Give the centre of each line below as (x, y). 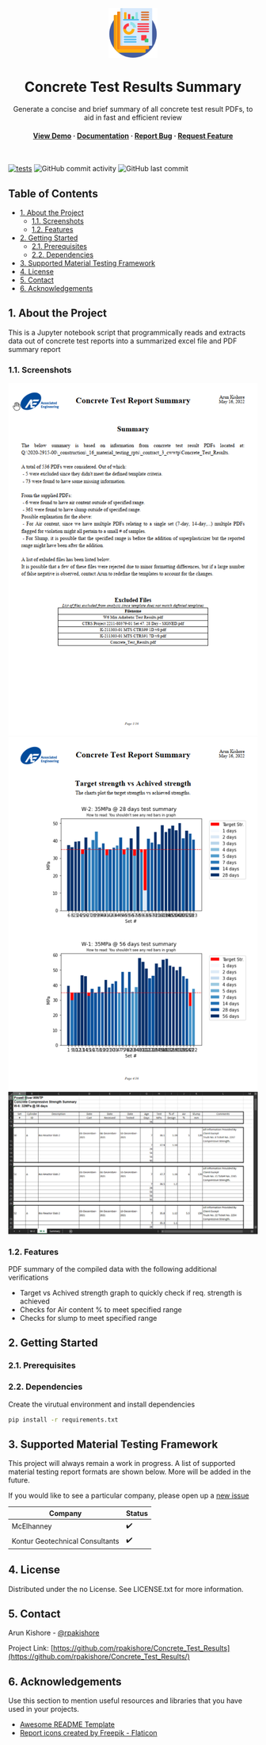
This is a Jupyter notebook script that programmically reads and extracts (127, 332)
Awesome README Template (67, 1724)
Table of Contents (53, 193)
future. (19, 1480)
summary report (34, 349)
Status (137, 1513)
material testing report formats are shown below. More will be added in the (130, 1472)
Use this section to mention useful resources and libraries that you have (125, 1701)
